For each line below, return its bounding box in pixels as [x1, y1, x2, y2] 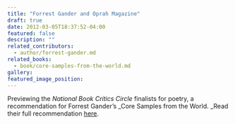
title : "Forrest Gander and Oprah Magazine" [7, 10, 140, 18]
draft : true [7, 17, 42, 24]
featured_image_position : [7, 75, 83, 83]
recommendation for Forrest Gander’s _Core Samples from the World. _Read [7, 102, 229, 111]
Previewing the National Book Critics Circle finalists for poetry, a [7, 95, 194, 103]
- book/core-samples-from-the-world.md [13, 62, 131, 69]
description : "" [7, 36, 55, 43]
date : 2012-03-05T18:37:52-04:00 [7, 23, 106, 30]
